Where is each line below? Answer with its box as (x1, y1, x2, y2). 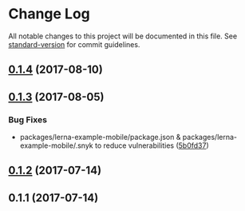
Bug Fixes (8, 113, 48, 125)
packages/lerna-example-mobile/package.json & (19, 133, 181, 142)
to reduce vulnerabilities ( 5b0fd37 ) (94, 141, 209, 150)
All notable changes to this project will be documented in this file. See (8, 31, 238, 41)
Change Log (8, 5, 90, 23)
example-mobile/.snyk (19, 141, 93, 150)
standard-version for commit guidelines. (8, 39, 140, 49)
